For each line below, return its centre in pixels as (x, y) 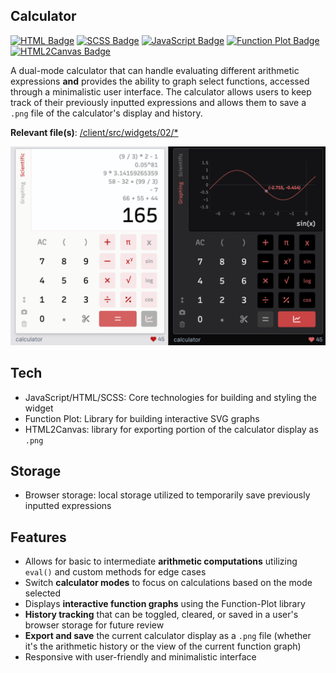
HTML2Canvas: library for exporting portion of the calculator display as (171, 429)
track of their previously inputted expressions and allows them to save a (158, 102)
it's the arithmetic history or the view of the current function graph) (163, 646)
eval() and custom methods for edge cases (115, 572)
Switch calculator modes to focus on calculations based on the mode (168, 583)
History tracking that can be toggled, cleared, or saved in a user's (161, 615)
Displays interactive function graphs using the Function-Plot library (165, 604)
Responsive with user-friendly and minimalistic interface (140, 657)
